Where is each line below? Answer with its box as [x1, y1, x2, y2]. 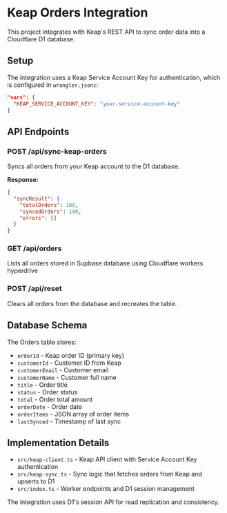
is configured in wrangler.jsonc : [7, 81, 99, 89]
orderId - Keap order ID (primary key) [17, 351, 125, 359]
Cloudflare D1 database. [7, 34, 76, 43]
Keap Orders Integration [7, 5, 148, 21]
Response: [7, 176, 39, 184]
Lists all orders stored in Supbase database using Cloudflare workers [7, 259, 204, 268]
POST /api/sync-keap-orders [7, 146, 107, 156]
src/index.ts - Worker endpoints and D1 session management [17, 485, 195, 493]
